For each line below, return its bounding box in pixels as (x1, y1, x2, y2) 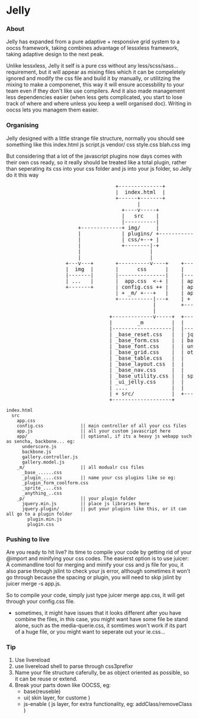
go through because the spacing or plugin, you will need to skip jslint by (6, 574, 182, 581)
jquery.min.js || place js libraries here (21, 500, 150, 507)
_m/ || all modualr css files (17, 464, 145, 470)
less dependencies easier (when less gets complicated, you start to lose (6, 94, 182, 101)
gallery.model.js (21, 459, 65, 465)
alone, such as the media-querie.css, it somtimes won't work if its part (14, 622, 187, 629)
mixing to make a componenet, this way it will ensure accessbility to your (6, 81, 185, 88)
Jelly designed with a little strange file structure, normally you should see (6, 135, 185, 142)
